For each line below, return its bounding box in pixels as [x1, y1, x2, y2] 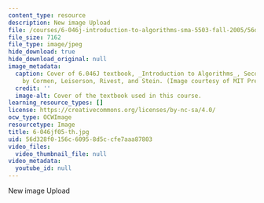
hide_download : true [8, 48, 76, 56]
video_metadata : [8, 158, 61, 165]
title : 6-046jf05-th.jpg [8, 128, 90, 136]
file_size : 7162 [8, 33, 61, 42]
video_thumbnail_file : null [15, 150, 108, 158]
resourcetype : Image [8, 121, 76, 129]
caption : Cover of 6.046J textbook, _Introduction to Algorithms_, [15, 70, 241, 78]
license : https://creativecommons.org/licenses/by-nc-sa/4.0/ [8, 107, 216, 114]
